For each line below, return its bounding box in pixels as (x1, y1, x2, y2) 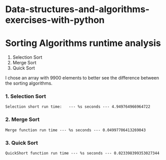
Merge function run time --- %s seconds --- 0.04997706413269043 (5, 128, 146, 133)
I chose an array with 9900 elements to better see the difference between (5, 75, 159, 81)
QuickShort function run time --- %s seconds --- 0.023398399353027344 (5, 151, 159, 156)
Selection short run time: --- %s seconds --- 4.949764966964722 (5, 104, 151, 109)
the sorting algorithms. (5, 80, 53, 87)
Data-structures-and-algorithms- (5, 4, 150, 15)
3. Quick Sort (5, 139, 38, 146)
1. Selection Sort (5, 93, 47, 100)
